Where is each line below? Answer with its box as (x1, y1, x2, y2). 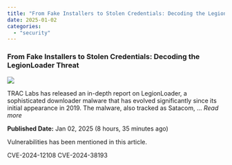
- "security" (13, 29, 51, 36)
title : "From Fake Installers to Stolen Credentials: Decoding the (7, 10, 206, 17)
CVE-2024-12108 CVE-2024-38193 (7, 151, 108, 159)
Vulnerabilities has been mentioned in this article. (7, 137, 147, 146)
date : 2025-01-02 (7, 16, 57, 23)
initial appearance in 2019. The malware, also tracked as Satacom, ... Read (7, 104, 219, 112)
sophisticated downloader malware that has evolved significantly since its (7, 96, 217, 104)
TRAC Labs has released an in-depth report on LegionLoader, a (7, 89, 188, 97)
